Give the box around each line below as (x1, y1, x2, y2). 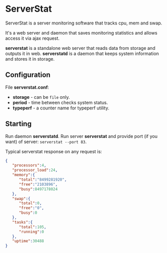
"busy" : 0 (18, 210, 38, 215)
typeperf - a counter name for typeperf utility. (12, 105, 110, 111)
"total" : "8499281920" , (18, 177, 67, 182)
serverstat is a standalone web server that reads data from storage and (5, 45, 156, 51)
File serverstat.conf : (5, 84, 49, 90)
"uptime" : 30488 (12, 239, 44, 244)
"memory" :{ (12, 173, 36, 178)
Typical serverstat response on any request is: (5, 148, 103, 154)
